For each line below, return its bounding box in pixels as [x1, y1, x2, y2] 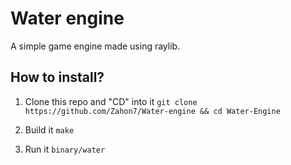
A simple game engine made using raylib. [10, 40, 181, 52]
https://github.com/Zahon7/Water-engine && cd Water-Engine [24, 106, 281, 116]
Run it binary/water [24, 143, 106, 155]
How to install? [10, 69, 105, 86]
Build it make [24, 123, 75, 136]
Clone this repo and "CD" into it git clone [24, 95, 198, 107]
